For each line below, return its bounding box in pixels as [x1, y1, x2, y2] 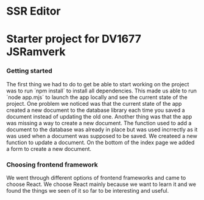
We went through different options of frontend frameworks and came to [6, 174, 186, 181]
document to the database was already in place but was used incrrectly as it [6, 126, 198, 133]
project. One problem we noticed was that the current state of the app [6, 100, 182, 107]
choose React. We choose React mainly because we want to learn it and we [6, 181, 197, 188]
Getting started [6, 67, 53, 75]
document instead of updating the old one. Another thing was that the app [6, 112, 192, 120]
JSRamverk [6, 45, 66, 59]
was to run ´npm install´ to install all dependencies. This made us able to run [6, 87, 197, 94]
